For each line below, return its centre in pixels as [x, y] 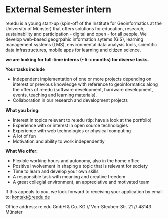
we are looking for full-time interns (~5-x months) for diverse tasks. [77, 59]
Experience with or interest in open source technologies [70, 125]
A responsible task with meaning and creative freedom [69, 176]
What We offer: [21, 151]
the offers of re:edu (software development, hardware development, [83, 89]
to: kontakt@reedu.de [28, 197]
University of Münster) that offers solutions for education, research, [75, 28]
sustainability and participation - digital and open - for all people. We [76, 34]
